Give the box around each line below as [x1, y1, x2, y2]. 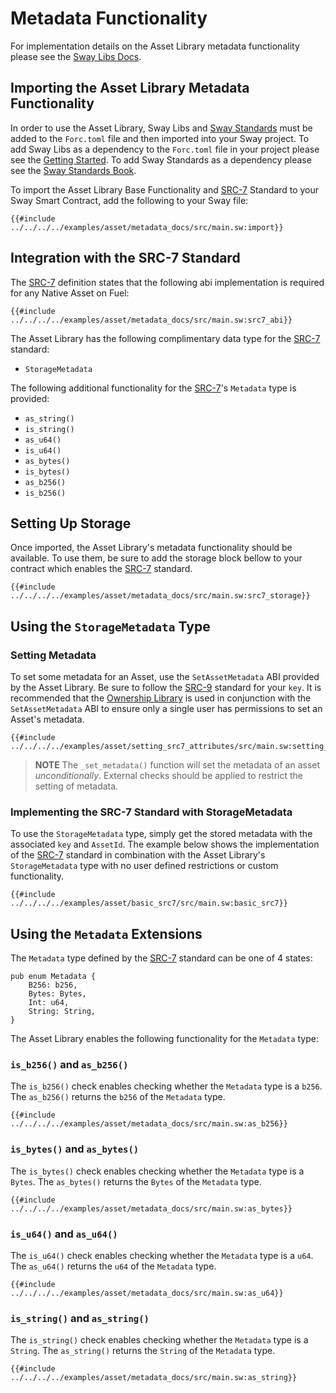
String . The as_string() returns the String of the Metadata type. [10, 1345, 276, 1357]
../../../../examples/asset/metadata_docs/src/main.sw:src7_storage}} [10, 591, 311, 601]
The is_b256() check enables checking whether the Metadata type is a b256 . [10, 1080, 323, 1092]
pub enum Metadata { [10, 972, 97, 982]
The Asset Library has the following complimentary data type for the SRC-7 [10, 332, 321, 344]
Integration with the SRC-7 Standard [10, 250, 241, 267]
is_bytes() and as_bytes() [10, 1142, 140, 1156]
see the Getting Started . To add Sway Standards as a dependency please [10, 153, 312, 166]
